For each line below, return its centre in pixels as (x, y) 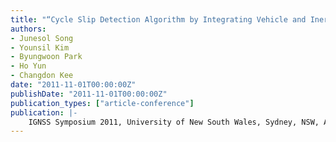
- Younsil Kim (40, 47)
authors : (28, 29)
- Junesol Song (42, 38)
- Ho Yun (28, 66)
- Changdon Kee (42, 76)
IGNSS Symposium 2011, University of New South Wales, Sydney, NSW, (174, 122)
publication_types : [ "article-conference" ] (102, 103)
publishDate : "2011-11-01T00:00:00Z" (89, 94)
